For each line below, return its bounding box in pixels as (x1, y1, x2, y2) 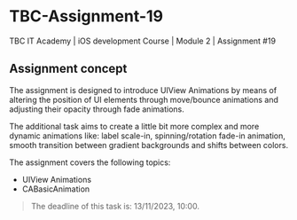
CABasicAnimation (21, 184, 90, 194)
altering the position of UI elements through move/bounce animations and (9, 94, 279, 105)
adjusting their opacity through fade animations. (9, 104, 184, 114)
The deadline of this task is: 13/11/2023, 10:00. (30, 200, 199, 211)
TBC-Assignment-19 (9, 6, 164, 27)
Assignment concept (9, 61, 128, 76)
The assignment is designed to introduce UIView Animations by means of (9, 84, 277, 95)
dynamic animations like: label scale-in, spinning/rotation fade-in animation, (9, 130, 286, 141)
